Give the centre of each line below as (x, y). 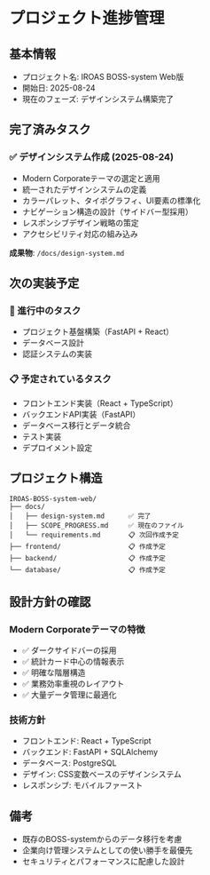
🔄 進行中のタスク (45, 310)
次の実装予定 (44, 284)
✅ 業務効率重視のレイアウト (73, 684)
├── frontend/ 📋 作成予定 (87, 547)
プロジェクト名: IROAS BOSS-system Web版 (103, 77)
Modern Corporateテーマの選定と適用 (91, 178)
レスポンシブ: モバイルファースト (82, 785)
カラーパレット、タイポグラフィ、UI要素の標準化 (111, 200)
